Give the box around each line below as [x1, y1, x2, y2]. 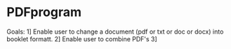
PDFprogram [6, 4, 82, 20]
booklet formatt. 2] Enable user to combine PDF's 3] [6, 34, 157, 43]
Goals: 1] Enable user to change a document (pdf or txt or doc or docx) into [6, 27, 224, 36]
